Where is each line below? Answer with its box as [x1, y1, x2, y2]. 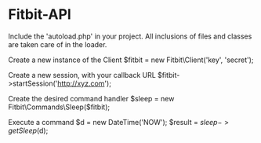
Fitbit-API [8, 5, 72, 24]
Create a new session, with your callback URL [8, 70, 157, 79]
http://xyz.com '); [57, 79, 112, 88]
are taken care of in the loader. [8, 39, 107, 49]
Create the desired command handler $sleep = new [8, 93, 175, 103]
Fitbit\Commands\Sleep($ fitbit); [8, 102, 111, 112]
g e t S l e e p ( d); [8, 126, 49, 135]
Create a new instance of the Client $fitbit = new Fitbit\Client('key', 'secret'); [8, 55, 254, 64]
